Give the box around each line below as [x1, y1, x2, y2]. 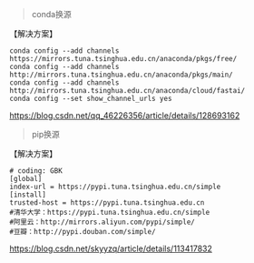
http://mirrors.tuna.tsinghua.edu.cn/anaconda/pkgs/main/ [9, 70, 233, 79]
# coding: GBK [9, 167, 63, 176]
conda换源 [31, 9, 72, 19]
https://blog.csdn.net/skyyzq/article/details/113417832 [9, 243, 213, 254]
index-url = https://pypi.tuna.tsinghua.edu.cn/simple [9, 182, 221, 191]
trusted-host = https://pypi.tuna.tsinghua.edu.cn [9, 198, 205, 207]
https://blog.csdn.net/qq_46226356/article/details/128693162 [9, 110, 240, 121]
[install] [9, 190, 47, 199]
